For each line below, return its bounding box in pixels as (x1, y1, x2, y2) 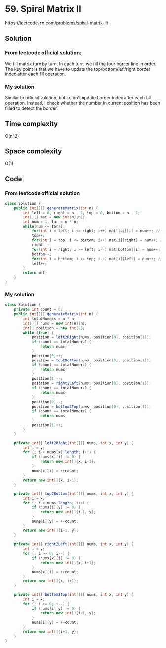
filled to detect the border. (5, 105, 58, 111)
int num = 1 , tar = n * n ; (23, 219, 79, 224)
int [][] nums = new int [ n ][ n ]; (23, 321, 87, 326)
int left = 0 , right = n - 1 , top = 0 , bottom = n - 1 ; (23, 210, 140, 215)
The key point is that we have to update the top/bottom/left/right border (5, 66, 151, 72)
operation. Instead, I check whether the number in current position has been (5, 100, 161, 106)
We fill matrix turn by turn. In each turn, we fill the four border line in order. (5, 61, 157, 67)
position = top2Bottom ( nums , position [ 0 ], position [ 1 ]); (31, 358, 152, 363)
